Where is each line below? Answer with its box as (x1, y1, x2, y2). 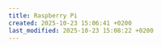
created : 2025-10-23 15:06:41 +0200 (8, 19, 132, 27)
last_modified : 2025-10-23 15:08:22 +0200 (8, 26, 154, 34)
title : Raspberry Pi (8, 11, 79, 20)
